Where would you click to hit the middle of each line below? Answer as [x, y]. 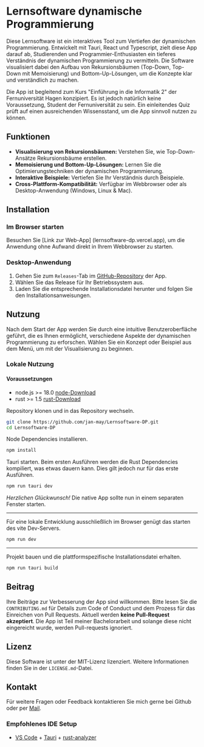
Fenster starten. [26, 504]
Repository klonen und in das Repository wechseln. [70, 410]
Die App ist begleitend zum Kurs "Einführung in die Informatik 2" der [92, 91]
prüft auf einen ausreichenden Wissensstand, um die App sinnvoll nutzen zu [102, 111]
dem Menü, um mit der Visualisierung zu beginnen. [70, 348]
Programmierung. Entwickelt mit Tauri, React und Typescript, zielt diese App [102, 48]
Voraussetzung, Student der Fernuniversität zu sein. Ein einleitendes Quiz [98, 104]
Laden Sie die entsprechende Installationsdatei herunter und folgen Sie [104, 288]
